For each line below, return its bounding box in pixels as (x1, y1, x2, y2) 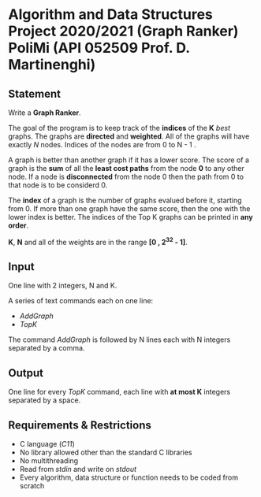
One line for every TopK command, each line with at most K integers (8, 388, 231, 397)
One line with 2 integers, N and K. (8, 281, 117, 291)
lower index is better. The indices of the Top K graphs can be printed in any (8, 213, 254, 221)
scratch (19, 481, 45, 491)
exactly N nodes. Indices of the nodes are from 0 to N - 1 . (8, 140, 197, 149)
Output (8, 366, 43, 380)
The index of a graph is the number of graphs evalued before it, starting (8, 195, 242, 205)
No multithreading (19, 456, 79, 465)
